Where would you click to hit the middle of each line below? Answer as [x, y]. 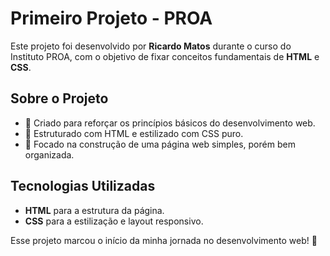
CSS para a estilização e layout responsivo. [114, 221]
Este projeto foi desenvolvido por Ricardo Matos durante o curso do [151, 46]
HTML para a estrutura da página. [94, 210]
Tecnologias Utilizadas [83, 186]
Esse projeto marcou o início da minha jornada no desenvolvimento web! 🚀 [164, 240]
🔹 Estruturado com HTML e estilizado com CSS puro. [134, 133]
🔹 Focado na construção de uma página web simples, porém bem [160, 144]
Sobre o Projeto [59, 98]
